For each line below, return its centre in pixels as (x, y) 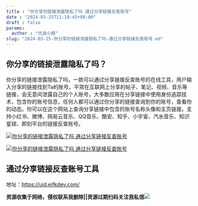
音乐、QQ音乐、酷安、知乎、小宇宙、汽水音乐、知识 (126, 116)
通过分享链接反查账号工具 (52, 169)
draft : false (24, 22)
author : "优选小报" (35, 34)
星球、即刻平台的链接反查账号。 (45, 124)
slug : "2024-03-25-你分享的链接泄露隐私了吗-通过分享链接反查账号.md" (85, 39)
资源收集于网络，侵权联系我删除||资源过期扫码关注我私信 (75, 197)
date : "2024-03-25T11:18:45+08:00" (51, 17)
